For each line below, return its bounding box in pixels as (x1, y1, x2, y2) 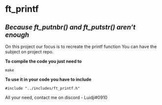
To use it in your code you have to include (5, 77, 92, 82)
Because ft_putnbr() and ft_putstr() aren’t (5, 23, 136, 31)
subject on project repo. (5, 49, 54, 54)
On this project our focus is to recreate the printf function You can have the (5, 44, 157, 50)
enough (5, 30, 29, 39)
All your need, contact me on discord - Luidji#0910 (5, 95, 108, 100)
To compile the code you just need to (5, 58, 82, 64)
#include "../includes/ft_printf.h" (5, 86, 80, 91)
